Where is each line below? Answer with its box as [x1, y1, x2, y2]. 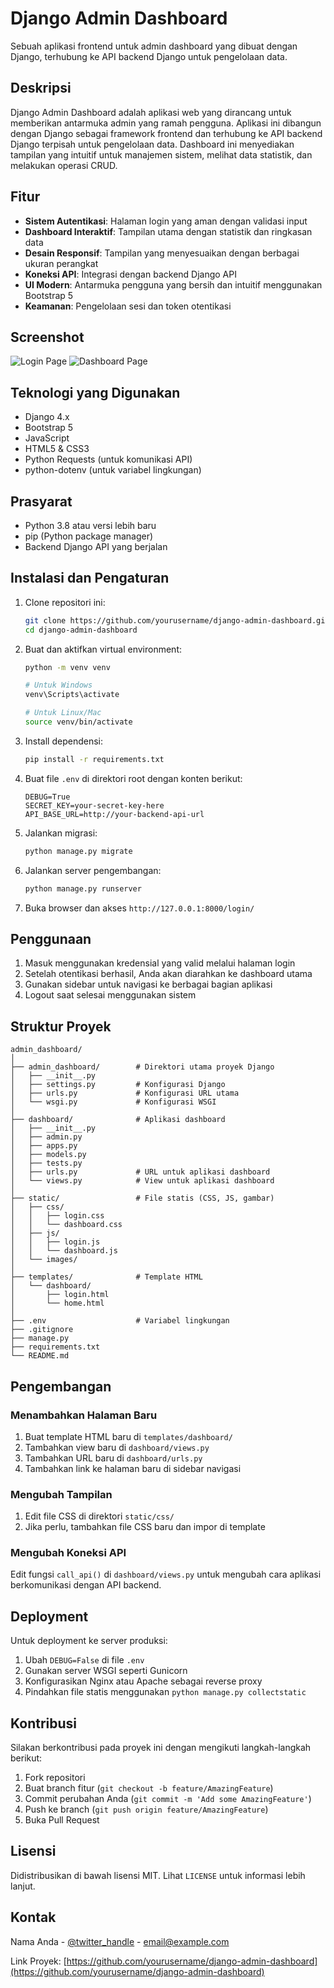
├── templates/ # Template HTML [10, 1272, 203, 1282]
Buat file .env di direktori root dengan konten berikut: [24, 772, 243, 784]
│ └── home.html [10, 1298, 105, 1309]
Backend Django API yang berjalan [24, 541, 168, 552]
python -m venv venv [24, 662, 111, 672]
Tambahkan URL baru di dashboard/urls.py [24, 1452, 203, 1464]
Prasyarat [10, 493, 73, 510]
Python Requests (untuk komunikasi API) [24, 453, 193, 466]
